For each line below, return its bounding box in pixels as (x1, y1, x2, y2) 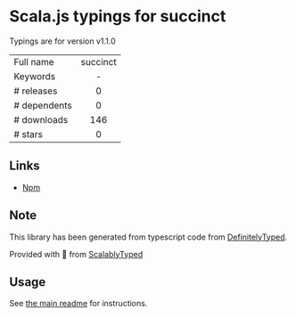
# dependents (13, 99, 73, 111)
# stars (13, 127, 43, 140)
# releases (13, 85, 58, 97)
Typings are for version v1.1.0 (9, 36, 116, 46)
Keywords (13, 69, 56, 82)
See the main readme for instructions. (9, 298, 148, 309)
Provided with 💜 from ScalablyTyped (9, 248, 144, 259)
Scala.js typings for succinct (9, 6, 226, 27)
